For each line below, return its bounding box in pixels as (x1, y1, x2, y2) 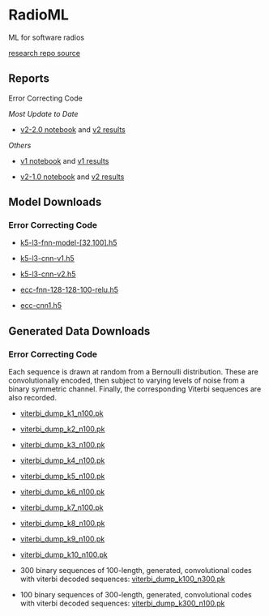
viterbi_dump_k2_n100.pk (19, 424, 105, 434)
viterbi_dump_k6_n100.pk (19, 487, 105, 497)
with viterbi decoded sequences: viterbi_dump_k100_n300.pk (19, 574, 225, 584)
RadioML (8, 6, 69, 24)
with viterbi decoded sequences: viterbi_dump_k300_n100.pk (19, 598, 225, 609)
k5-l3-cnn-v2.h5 (19, 269, 76, 279)
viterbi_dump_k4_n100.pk (19, 456, 105, 465)
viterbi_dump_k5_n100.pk (19, 472, 105, 481)
